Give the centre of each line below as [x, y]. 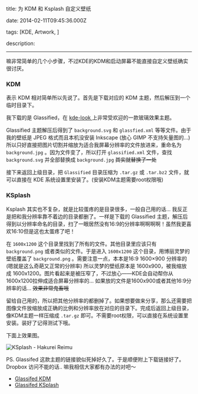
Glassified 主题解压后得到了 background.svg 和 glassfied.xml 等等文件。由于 [99, 130]
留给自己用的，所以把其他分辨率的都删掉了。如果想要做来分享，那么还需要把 [99, 301]
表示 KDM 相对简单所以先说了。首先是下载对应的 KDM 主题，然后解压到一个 [98, 98]
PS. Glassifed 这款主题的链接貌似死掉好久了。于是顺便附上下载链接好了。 [95, 359]
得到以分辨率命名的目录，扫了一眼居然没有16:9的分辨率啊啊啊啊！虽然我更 [96, 224]
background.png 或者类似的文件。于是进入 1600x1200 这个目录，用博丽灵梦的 [98, 251]
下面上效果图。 [24, 335]
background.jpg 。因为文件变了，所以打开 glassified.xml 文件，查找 [89, 152]
